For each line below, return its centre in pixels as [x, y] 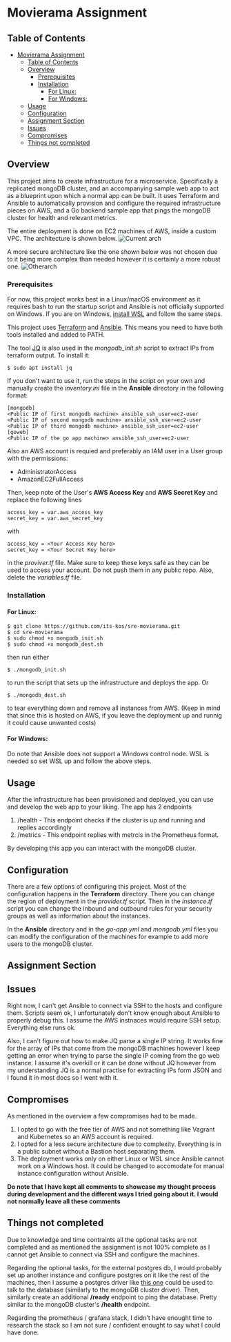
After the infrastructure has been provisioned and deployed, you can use [110, 800]
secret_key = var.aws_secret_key [55, 519]
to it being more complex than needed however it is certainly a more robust [114, 259]
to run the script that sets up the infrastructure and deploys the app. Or [108, 683]
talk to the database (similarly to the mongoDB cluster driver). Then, [103, 1290]
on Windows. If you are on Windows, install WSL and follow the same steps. [115, 314]
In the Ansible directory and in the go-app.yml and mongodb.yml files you [113, 929]
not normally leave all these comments [64, 1201]
